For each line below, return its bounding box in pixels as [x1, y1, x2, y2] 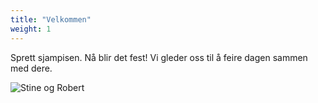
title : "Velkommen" [10, 14, 92, 25]
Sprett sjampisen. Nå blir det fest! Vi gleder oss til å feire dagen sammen [10, 51, 308, 63]
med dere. [10, 62, 53, 74]
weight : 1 [10, 24, 52, 34]
